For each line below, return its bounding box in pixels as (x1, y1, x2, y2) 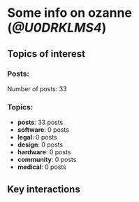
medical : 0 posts (17, 163, 66, 171)
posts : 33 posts (17, 118, 64, 127)
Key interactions (7, 183, 80, 195)
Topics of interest (7, 48, 86, 60)
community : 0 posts (17, 156, 77, 164)
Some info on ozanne (7, 5, 133, 21)
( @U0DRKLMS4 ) (7, 20, 107, 36)
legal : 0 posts (17, 133, 57, 142)
